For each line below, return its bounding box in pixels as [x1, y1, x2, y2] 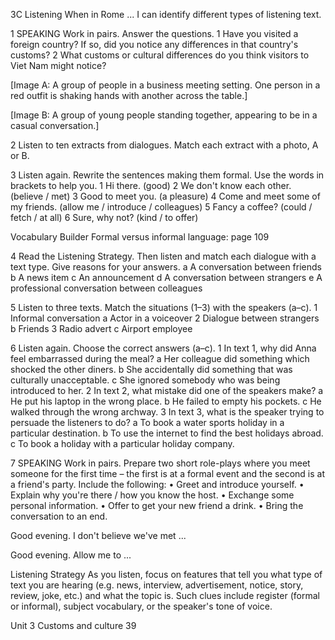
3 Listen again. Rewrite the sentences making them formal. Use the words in [10, 169, 325, 181]
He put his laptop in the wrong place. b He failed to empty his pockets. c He [10, 395, 322, 407]
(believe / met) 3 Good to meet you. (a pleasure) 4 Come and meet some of [10, 190, 321, 202]
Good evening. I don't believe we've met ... [10, 530, 187, 541]
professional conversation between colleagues [10, 282, 203, 294]
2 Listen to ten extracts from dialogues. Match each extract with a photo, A [10, 139, 319, 151]
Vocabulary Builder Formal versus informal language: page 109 [10, 231, 270, 243]
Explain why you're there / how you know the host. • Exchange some [10, 489, 295, 501]
